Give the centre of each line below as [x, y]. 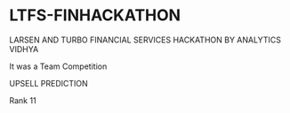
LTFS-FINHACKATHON [95, 15]
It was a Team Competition [58, 66]
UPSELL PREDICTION [49, 83]
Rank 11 [23, 100]
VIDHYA [24, 49]
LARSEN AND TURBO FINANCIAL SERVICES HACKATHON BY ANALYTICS [145, 40]
